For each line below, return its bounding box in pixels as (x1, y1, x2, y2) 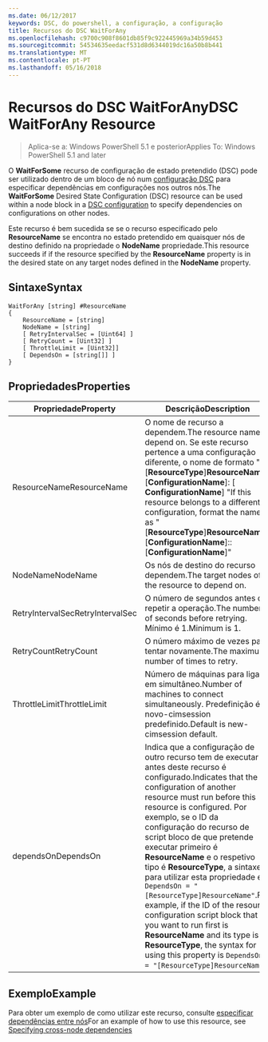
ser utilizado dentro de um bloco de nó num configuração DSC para (8, 174, 231, 184)
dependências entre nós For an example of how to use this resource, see (8, 1016, 246, 1026)
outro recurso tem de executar (144, 752, 259, 763)
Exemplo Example (8, 987, 97, 1000)
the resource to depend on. (144, 580, 247, 591)
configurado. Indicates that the (144, 772, 258, 783)
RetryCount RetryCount (12, 645, 98, 657)
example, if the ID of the (144, 900, 235, 911)
